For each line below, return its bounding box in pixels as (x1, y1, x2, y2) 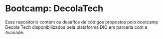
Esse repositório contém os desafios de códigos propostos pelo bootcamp (5, 19, 159, 25)
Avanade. (5, 29, 25, 35)
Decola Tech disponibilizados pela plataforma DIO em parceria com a (5, 24, 148, 30)
